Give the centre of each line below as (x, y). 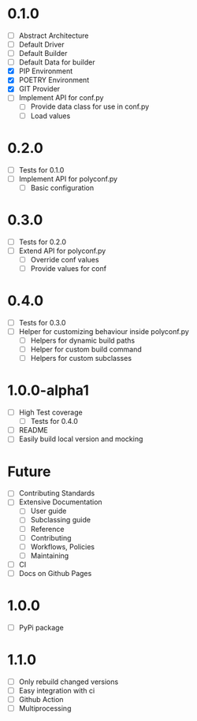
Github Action (41, 699)
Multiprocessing (45, 708)
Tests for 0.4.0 (54, 422)
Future (30, 472)
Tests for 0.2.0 (42, 242)
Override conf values (65, 259)
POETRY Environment (54, 80)
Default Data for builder (57, 62)
